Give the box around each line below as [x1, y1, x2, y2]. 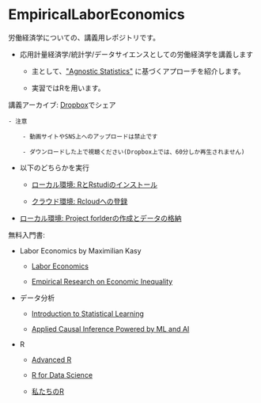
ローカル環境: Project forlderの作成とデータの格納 [19, 213, 182, 222]
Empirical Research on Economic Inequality [31, 276, 173, 286]
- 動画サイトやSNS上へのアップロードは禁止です [22, 132, 158, 140]
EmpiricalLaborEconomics [8, 6, 185, 24]
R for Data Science [31, 370, 93, 379]
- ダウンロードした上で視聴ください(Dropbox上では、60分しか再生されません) [22, 148, 245, 156]
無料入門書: [8, 230, 46, 239]
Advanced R [31, 355, 72, 364]
